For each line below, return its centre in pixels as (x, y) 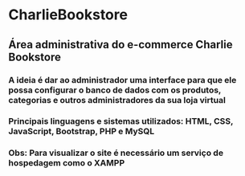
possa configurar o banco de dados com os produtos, (115, 90)
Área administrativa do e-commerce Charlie (120, 45)
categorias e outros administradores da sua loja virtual (117, 100)
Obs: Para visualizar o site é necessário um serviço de (116, 153)
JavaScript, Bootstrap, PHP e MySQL (82, 132)
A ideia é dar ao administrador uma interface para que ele (122, 80)
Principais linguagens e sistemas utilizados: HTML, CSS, (121, 121)
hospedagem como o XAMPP (67, 163)
